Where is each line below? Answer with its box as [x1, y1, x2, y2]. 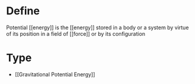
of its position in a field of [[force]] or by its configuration [6, 30, 146, 37]
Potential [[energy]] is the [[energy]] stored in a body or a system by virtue [6, 24, 189, 31]
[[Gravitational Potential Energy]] [14, 70, 95, 78]
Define [6, 4, 40, 18]
